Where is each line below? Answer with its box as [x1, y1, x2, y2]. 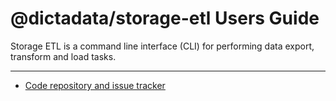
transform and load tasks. [10, 50, 117, 62]
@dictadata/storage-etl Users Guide [10, 7, 320, 30]
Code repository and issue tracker [24, 79, 166, 91]
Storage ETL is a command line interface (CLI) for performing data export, [10, 40, 315, 52]
